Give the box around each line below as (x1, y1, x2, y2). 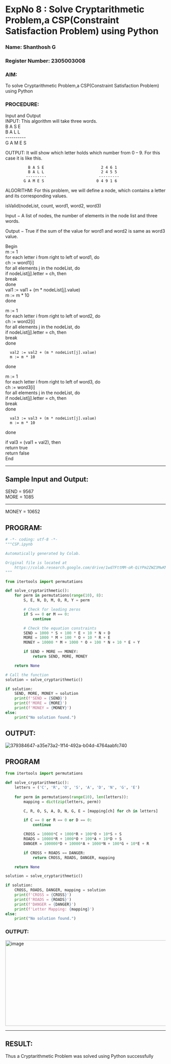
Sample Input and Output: (5, 475, 89, 484)
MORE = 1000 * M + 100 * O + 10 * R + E (23, 635, 110, 640)
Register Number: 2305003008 (5, 57, 85, 64)
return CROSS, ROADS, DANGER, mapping (32, 855, 115, 860)
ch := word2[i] (5, 318, 35, 324)
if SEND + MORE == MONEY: (23, 649, 79, 654)
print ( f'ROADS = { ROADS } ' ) (14, 897, 72, 902)
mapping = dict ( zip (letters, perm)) (23, 799, 101, 804)
